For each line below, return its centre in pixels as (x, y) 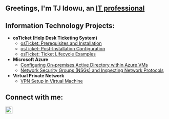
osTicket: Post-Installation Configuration (63, 49)
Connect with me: (34, 97)
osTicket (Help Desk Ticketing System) (55, 38)
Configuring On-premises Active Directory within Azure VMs (84, 65)
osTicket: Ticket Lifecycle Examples (58, 54)
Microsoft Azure (30, 59)
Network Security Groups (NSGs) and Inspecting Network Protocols (92, 70)
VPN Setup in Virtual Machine (51, 81)
